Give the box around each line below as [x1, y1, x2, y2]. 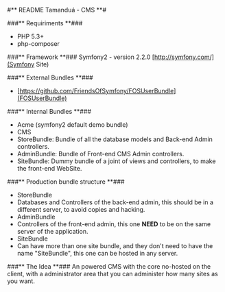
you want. [7, 277, 36, 285]
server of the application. [16, 228, 88, 235]
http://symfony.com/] [154, 53, 215, 61]
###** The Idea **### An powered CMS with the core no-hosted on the [7, 263, 211, 270]
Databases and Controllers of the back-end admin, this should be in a [16, 198, 214, 206]
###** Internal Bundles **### [7, 108, 91, 115]
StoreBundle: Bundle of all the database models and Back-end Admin [16, 135, 213, 143]
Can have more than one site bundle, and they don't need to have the [16, 242, 213, 250]
